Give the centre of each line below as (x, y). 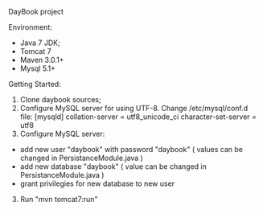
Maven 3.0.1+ (42, 60)
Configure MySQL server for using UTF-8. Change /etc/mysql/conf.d (134, 108)
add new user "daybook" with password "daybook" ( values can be (131, 149)
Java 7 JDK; (40, 43)
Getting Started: (35, 84)
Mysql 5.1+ (38, 68)
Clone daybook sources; (61, 99)
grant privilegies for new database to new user (97, 183)
